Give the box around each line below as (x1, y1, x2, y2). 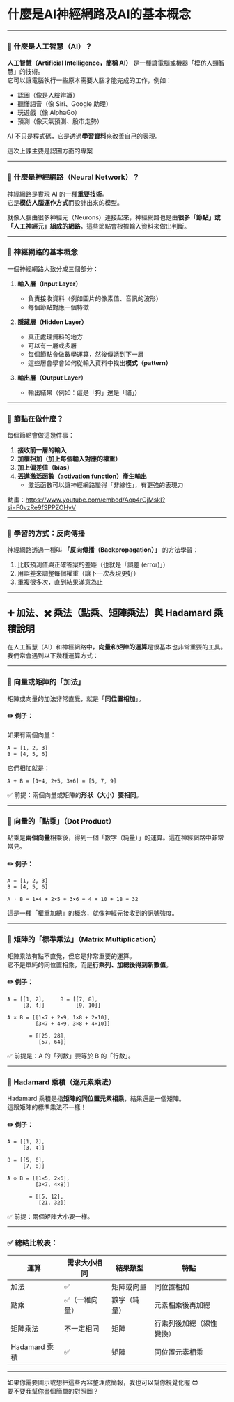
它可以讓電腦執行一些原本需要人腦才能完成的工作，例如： (7, 76, 172, 84)
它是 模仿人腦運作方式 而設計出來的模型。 (7, 198, 123, 206)
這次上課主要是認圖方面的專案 (7, 147, 93, 155)
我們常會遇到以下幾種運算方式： (7, 652, 99, 660)
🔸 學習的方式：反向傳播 (7, 529, 86, 539)
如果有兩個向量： (7, 730, 56, 739)
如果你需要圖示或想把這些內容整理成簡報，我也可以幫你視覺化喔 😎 (7, 1378, 198, 1387)
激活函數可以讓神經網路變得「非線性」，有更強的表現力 (27, 481, 184, 489)
